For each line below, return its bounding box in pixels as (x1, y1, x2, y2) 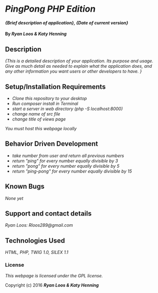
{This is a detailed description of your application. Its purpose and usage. (5, 58, 154, 64)
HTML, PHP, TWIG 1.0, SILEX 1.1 (5, 250, 69, 255)
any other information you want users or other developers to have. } (5, 68, 142, 74)
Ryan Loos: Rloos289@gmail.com (5, 222, 73, 228)
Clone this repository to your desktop (12, 96, 87, 101)
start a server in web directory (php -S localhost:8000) (12, 106, 123, 112)
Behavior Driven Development (5, 140, 99, 148)
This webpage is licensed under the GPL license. (5, 273, 103, 278)
